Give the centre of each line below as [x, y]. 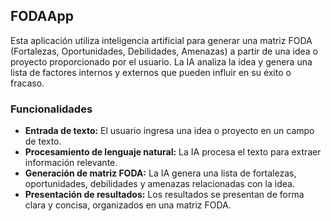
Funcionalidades [51, 109]
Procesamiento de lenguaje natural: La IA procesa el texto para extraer [173, 152]
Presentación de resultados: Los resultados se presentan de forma [164, 195]
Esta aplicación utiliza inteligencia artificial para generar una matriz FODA [161, 40]
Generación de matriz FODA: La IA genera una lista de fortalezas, [160, 173]
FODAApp [42, 16]
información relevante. [71, 163]
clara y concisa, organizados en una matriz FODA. [128, 205]
